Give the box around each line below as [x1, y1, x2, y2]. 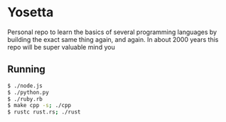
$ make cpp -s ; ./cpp [7, 102, 72, 109]
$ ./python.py [7, 89, 50, 96]
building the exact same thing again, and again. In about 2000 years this [7, 35, 219, 43]
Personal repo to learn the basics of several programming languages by [7, 28, 217, 36]
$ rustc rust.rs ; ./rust [7, 109, 81, 116]
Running [7, 63, 46, 75]
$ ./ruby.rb [7, 95, 43, 103]
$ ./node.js [7, 82, 43, 89]
